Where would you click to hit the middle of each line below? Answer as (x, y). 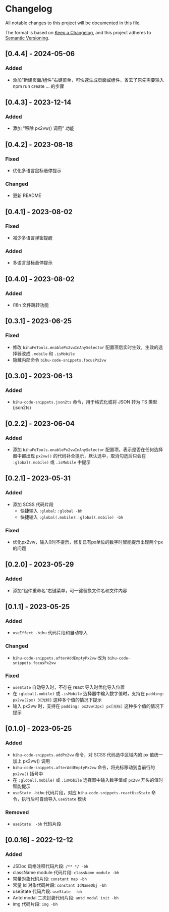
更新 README (27, 195)
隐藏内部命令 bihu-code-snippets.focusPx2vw (59, 360)
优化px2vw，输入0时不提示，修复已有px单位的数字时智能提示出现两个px (88, 542)
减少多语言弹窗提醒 (33, 237)
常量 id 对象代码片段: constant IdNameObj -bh (60, 885)
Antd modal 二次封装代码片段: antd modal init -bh (66, 897)
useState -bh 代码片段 (37, 824)
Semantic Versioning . (27, 38)
